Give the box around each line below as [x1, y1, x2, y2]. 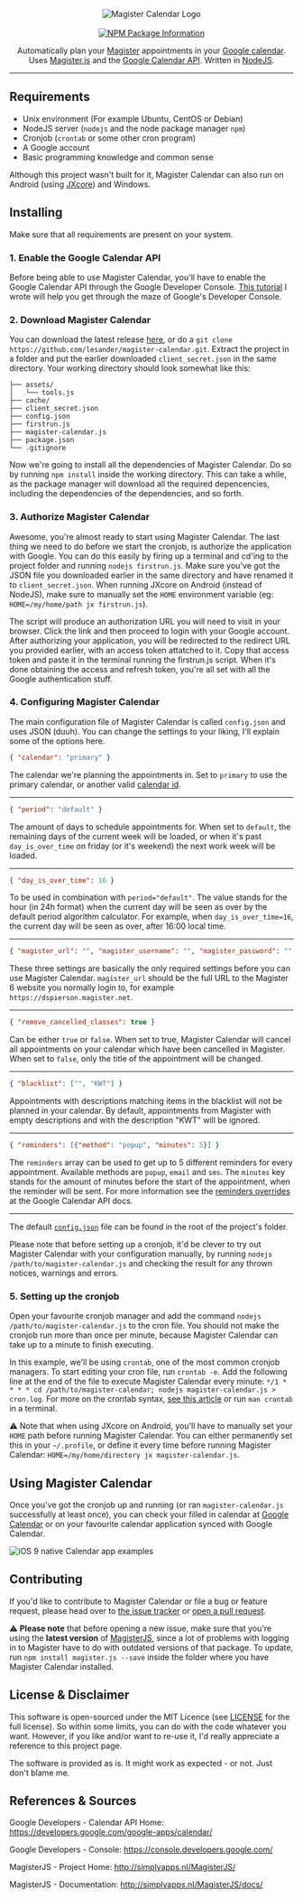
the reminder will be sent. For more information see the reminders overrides [9, 1185, 291, 1196]
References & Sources [9, 1793, 137, 1809]
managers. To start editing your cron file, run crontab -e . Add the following [9, 1366, 288, 1377]
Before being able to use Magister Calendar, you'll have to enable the [9, 272, 266, 283]
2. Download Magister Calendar [9, 313, 151, 326]
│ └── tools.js [9, 388, 75, 397]
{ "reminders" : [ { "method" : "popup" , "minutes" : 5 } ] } [9, 1141, 220, 1150]
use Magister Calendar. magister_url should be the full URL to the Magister [9, 973, 289, 984]
